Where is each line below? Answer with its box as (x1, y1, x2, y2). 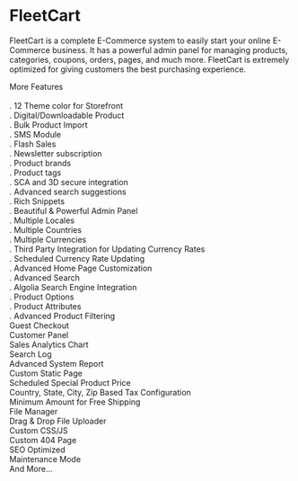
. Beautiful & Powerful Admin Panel (9, 205, 138, 216)
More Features (9, 81, 64, 92)
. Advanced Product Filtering (9, 310, 116, 321)
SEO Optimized (9, 444, 66, 455)
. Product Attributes (9, 300, 82, 311)
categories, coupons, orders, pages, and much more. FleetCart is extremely (9, 54, 290, 65)
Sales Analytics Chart (9, 339, 89, 350)
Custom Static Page (9, 368, 83, 379)
